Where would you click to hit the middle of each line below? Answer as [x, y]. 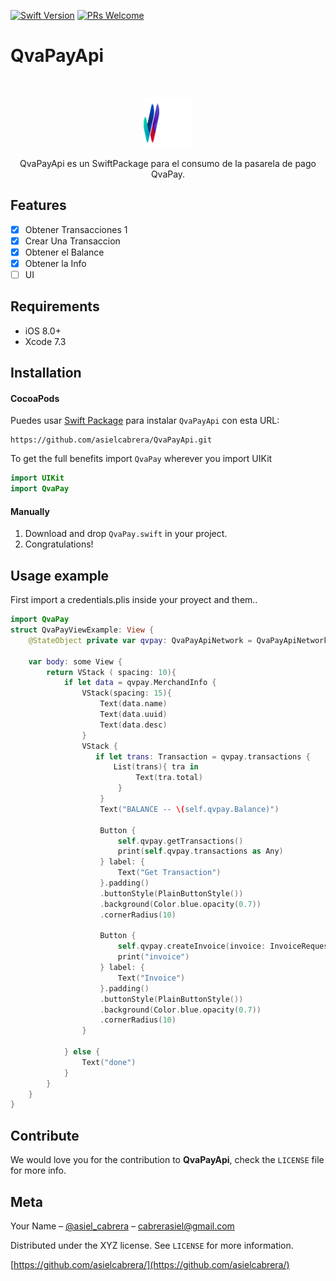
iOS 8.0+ [43, 331]
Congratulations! [59, 544]
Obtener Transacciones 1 [76, 229]
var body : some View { [75, 661]
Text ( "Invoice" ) [151, 978]
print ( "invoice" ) [153, 957]
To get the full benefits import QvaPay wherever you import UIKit [141, 459]
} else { [82, 1052]
